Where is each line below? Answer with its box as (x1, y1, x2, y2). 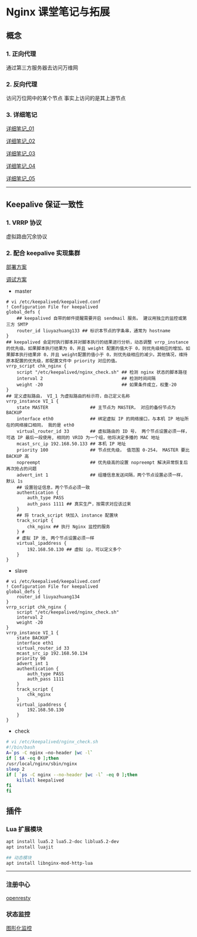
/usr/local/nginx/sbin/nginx (6, 761, 77, 767)
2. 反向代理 (6, 80, 38, 88)
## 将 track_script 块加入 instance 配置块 (16, 513, 118, 518)
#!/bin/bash (6, 744, 35, 750)
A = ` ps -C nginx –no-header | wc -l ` (6, 750, 93, 756)
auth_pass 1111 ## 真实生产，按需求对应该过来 (27, 501, 131, 507)
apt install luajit (6, 844, 54, 850)
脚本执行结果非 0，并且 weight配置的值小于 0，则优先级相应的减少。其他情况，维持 (10, 352, 188, 358)
